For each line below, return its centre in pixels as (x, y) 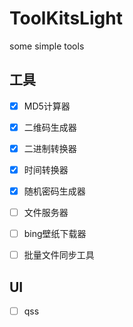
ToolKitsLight (66, 18)
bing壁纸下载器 (55, 234)
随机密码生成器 (54, 191)
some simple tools (47, 46)
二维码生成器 (50, 127)
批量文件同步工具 (59, 255)
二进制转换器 (50, 148)
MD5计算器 (47, 106)
